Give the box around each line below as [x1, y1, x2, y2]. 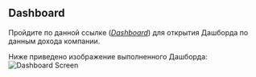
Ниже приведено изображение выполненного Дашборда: [8, 51, 208, 61]
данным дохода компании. [8, 36, 101, 46]
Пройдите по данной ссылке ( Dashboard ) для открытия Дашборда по [8, 27, 249, 37]
